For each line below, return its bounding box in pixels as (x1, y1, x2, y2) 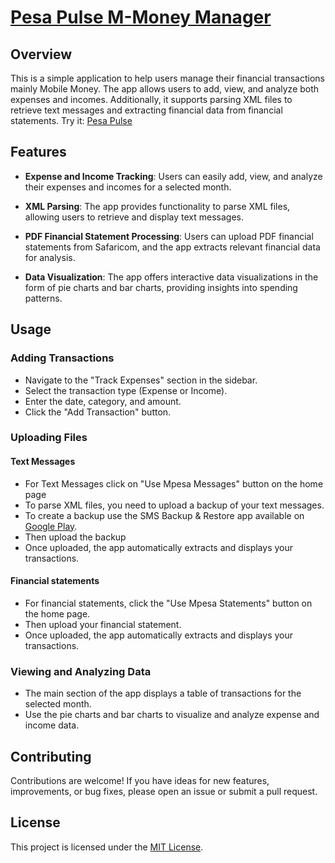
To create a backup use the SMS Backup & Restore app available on (24, 509, 305, 521)
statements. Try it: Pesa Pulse (10, 115, 133, 126)
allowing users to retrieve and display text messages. (24, 211, 244, 223)
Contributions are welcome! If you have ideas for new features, (10, 774, 270, 786)
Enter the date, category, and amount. (24, 395, 182, 407)
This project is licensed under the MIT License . (10, 841, 204, 853)
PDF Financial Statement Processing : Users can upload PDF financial (24, 230, 314, 242)
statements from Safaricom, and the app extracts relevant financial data (24, 241, 321, 253)
